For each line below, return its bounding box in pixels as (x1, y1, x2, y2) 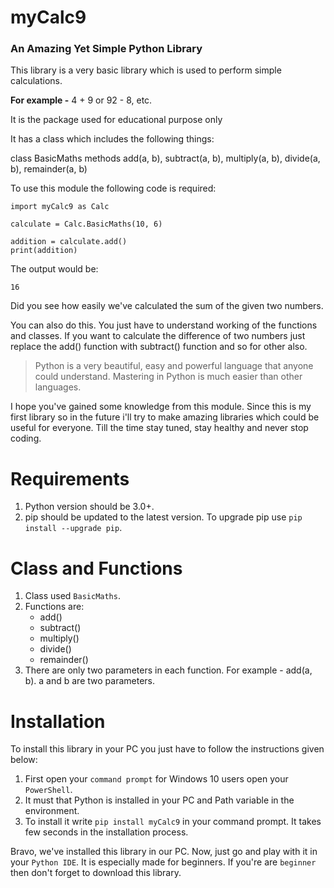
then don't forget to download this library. (10, 867, 182, 879)
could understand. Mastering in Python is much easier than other (34, 371, 303, 383)
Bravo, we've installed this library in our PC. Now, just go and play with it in (10, 846, 318, 858)
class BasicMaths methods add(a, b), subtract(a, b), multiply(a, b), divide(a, (10, 152, 321, 165)
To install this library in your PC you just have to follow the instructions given (10, 743, 325, 755)
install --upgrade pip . (24, 522, 123, 534)
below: (10, 754, 38, 766)
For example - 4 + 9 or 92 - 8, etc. (10, 94, 153, 106)
